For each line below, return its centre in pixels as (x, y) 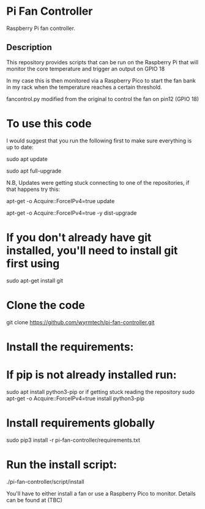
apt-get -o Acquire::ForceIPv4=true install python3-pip (76, 398)
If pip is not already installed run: (91, 375)
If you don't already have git (79, 237)
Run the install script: (62, 465)
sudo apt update (27, 159)
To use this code (49, 123)
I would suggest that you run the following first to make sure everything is (99, 140)
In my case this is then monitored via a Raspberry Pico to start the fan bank (101, 80)
